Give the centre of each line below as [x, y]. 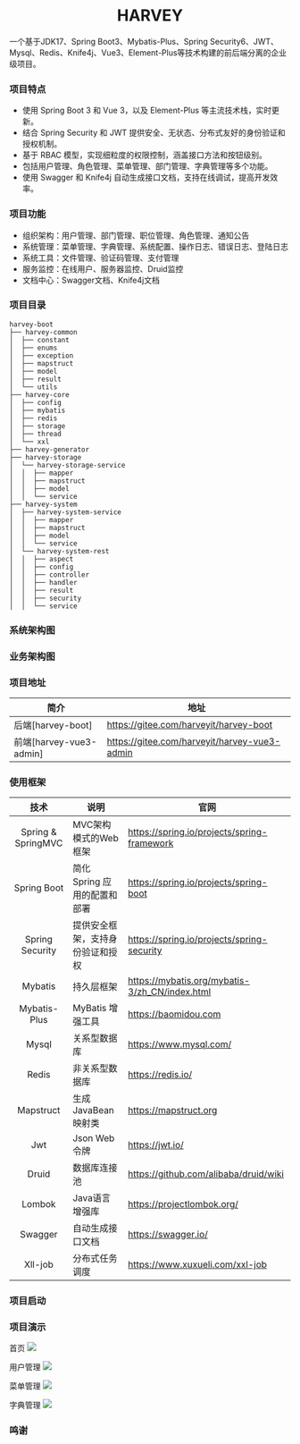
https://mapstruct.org [173, 1110]
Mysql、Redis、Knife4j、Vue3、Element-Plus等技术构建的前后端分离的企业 [148, 52]
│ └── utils [33, 387]
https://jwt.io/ [156, 1145]
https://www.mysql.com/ [180, 1044]
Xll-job [38, 1264]
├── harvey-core [39, 394]
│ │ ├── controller [50, 574]
